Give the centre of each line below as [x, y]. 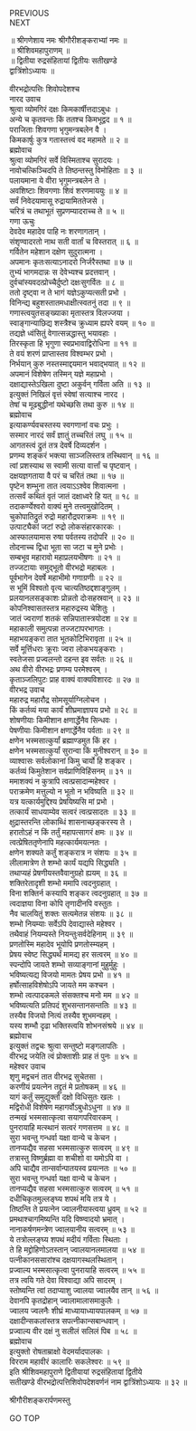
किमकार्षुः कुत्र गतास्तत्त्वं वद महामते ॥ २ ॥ [69, 140]
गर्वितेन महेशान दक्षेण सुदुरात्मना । [56, 252]
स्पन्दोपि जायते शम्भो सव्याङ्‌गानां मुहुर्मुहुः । [68, 964]
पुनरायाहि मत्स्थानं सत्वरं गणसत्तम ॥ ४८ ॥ [69, 1127]
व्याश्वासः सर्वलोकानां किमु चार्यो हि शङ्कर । [71, 761]
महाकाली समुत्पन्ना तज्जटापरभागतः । [61, 629]
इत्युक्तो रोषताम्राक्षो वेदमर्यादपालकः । [60, 1351]
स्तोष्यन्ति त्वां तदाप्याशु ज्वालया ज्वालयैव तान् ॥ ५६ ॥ [84, 1290]
